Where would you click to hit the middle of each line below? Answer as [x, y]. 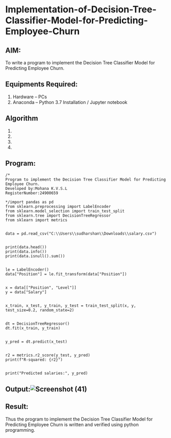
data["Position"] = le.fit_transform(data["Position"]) [66, 274]
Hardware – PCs [30, 97]
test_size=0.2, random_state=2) [40, 310]
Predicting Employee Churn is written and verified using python [72, 424]
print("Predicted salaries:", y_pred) [47, 373]
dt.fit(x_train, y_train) [33, 328]
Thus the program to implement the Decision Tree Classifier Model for [79, 419]
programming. [20, 430]
